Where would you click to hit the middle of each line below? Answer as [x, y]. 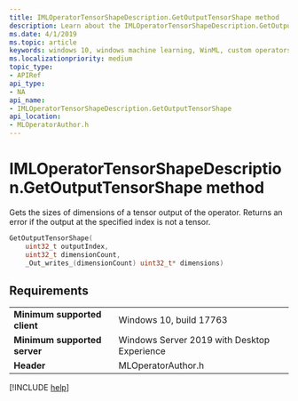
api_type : [27, 84]
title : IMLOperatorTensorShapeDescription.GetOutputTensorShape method [144, 17]
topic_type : [31, 68]
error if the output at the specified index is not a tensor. [110, 221]
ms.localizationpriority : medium [71, 59]
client [26, 325]
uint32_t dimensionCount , [73, 254]
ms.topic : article [43, 42]
